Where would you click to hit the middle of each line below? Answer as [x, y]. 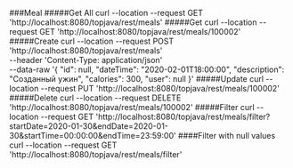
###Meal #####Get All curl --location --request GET [106, 13]
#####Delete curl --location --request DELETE [95, 98]
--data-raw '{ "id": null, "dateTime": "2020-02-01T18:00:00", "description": [147, 69]
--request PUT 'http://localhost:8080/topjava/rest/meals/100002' [160, 88]
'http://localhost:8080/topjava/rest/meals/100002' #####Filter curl [132, 107]
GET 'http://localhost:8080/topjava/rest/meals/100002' [140, 32]
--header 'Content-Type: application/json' [86, 60]
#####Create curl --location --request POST [92, 41]
